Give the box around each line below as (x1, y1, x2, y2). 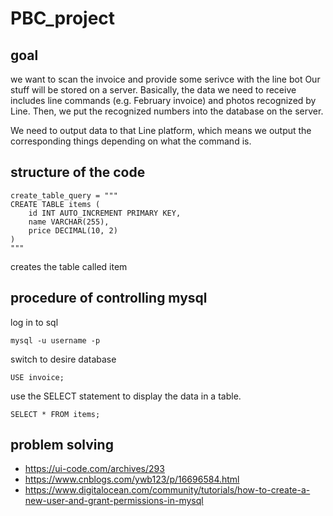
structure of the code (10, 164, 146, 181)
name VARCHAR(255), (28, 217, 110, 227)
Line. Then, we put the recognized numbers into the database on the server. (10, 105, 324, 117)
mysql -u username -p (10, 335, 101, 346)
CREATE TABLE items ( (10, 199, 101, 209)
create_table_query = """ (10, 190, 118, 201)
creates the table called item (10, 260, 128, 272)
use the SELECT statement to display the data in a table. (10, 390, 242, 402)
